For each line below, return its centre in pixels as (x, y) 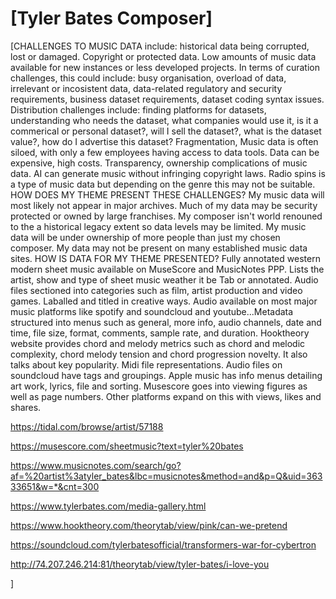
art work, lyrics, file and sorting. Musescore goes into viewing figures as (159, 386)
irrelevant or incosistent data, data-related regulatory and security (146, 88)
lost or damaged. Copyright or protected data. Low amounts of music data (163, 56)
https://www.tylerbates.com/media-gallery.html (108, 506)
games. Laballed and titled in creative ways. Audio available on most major (164, 301)
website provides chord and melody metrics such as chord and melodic (158, 343)
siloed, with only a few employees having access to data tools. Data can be (165, 152)
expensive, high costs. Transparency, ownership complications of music (159, 163)
